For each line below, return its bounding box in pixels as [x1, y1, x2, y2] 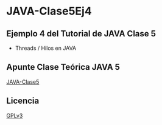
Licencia [6, 96, 40, 106]
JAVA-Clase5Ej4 [6, 4, 93, 18]
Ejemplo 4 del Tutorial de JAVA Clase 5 [6, 29, 157, 39]
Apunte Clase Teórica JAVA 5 [6, 62, 121, 72]
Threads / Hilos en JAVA [15, 44, 77, 52]
